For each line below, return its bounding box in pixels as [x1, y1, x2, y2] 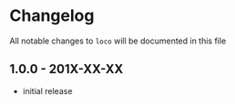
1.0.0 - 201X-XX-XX [9, 61, 124, 77]
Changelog [9, 5, 95, 26]
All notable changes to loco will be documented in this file [9, 35, 227, 46]
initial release [22, 85, 73, 96]
